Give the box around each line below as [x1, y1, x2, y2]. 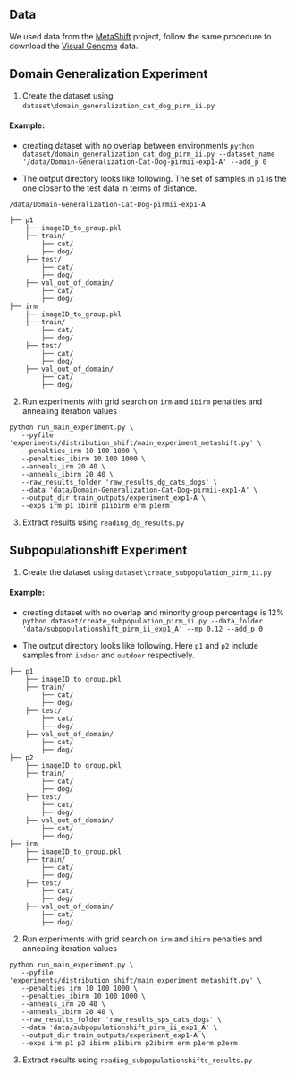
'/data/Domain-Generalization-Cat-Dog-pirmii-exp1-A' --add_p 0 [21, 157, 267, 167]
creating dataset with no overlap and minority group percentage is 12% [21, 606, 284, 617]
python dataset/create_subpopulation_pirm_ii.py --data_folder [21, 616, 264, 625]
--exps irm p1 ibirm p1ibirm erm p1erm [21, 501, 170, 510]
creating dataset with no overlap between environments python [21, 140, 255, 150]
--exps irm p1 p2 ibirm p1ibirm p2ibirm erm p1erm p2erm [21, 1038, 239, 1047]
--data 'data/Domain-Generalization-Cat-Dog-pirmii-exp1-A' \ [21, 485, 257, 494]
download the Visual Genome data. [9, 40, 139, 51]
